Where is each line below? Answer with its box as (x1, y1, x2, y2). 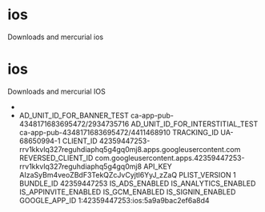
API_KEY (143, 162, 173, 171)
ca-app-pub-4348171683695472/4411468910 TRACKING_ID (18, 127, 219, 137)
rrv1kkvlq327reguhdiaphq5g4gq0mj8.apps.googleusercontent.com (18, 144, 241, 154)
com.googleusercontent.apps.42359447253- (94, 153, 245, 162)
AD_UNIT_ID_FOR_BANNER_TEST (18, 110, 129, 120)
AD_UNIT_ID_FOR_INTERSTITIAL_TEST (130, 118, 259, 129)
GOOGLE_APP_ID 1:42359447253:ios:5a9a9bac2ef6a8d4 (18, 195, 210, 205)
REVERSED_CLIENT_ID (18, 153, 94, 162)
